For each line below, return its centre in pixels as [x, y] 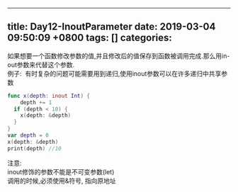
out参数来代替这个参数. [41, 64]
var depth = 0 [28, 135]
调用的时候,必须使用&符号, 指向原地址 [62, 181]
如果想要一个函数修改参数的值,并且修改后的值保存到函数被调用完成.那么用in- [119, 56]
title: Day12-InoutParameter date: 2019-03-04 [112, 27]
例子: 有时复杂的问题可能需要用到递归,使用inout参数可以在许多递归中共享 [114, 73]
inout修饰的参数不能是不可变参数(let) [61, 171]
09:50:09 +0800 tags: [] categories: [90, 38]
